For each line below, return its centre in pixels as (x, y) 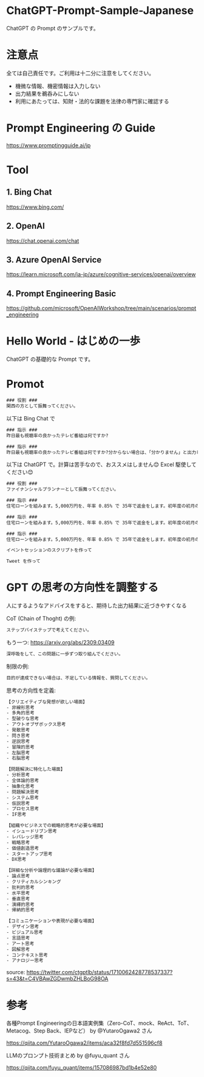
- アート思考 (20, 944)
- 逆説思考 (18, 741)
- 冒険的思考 (20, 747)
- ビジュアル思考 (25, 932)
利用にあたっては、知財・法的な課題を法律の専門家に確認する (92, 101)
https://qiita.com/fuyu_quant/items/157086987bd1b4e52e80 (82, 1068)
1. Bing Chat (29, 192)
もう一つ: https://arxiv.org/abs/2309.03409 (60, 642)
